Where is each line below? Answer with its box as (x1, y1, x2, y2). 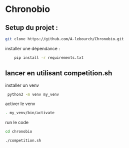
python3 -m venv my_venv (7, 92, 59, 97)
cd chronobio (5, 129, 32, 134)
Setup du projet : (5, 23, 58, 32)
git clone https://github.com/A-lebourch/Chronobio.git (5, 36, 124, 41)
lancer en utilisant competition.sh (5, 69, 112, 78)
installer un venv (5, 82, 39, 88)
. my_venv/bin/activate (5, 111, 55, 116)
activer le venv (5, 101, 35, 107)
